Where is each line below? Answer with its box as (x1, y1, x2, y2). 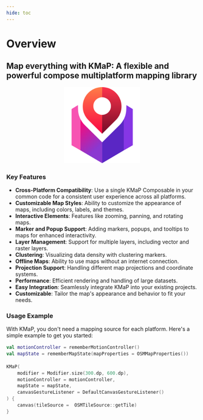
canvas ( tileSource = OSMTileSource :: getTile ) (17, 402, 137, 408)
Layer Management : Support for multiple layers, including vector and (15, 238, 190, 245)
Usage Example (6, 311, 53, 320)
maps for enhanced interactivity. (15, 231, 97, 239)
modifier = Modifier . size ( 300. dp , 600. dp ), (17, 370, 129, 376)
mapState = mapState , (17, 383, 72, 389)
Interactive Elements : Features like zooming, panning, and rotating (15, 212, 184, 219)
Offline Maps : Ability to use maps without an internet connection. (15, 257, 179, 265)
